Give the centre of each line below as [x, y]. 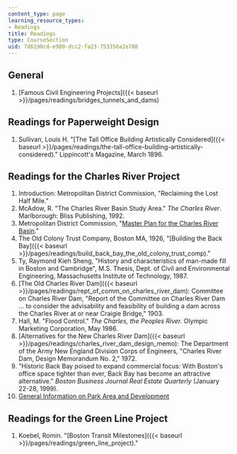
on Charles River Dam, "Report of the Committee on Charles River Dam [122, 298]
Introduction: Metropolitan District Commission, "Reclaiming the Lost [118, 193]
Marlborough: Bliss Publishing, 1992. [71, 216]
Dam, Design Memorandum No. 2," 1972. [77, 359]
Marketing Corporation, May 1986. [68, 329]
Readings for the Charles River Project [94, 176]
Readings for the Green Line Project [88, 418]
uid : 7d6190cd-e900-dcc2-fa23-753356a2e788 [73, 47]
